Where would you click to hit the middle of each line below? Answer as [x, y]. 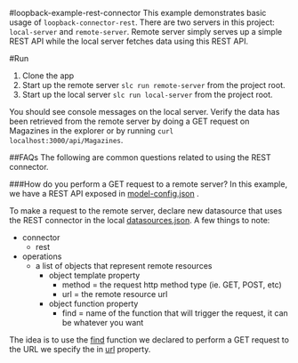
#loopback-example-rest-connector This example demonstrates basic [138, 13]
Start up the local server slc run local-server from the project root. [147, 94]
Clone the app [48, 76]
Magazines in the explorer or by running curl [92, 131]
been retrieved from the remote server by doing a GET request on [129, 121]
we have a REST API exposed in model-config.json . [104, 194]
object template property [94, 275]
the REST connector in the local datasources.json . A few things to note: [140, 220]
